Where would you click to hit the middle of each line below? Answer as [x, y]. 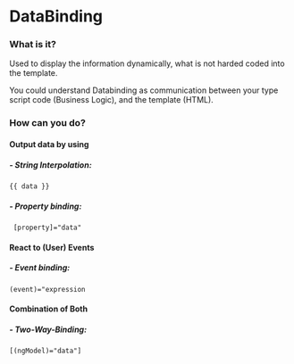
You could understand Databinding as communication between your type [144, 90]
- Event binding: [40, 268]
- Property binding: [46, 206]
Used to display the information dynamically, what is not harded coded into [147, 63]
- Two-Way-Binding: [48, 329]
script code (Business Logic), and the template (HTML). [112, 100]
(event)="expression [48, 289]
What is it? [33, 45]
